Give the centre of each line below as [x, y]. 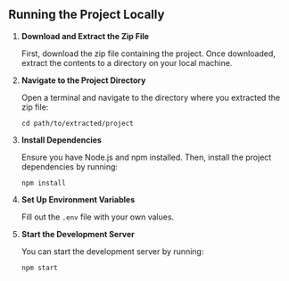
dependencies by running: [69, 166]
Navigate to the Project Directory [83, 80]
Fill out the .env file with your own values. [98, 217]
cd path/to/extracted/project [78, 123]
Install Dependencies [61, 140]
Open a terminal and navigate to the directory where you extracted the [151, 97]
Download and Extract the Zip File [85, 36]
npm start [40, 268]
